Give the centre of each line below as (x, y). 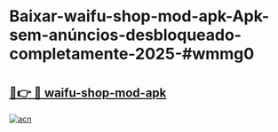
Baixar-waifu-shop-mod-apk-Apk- (139, 16)
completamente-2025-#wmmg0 (132, 54)
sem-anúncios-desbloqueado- (126, 35)
